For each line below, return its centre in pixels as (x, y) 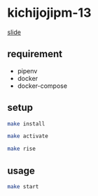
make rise (22, 149)
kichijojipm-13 (49, 13)
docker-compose (42, 86)
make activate (28, 136)
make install (26, 123)
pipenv (27, 70)
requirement (35, 54)
